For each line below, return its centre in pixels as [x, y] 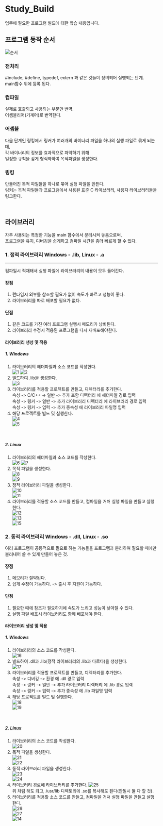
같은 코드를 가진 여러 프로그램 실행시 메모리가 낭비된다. [64, 324]
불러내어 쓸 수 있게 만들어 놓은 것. [37, 554]
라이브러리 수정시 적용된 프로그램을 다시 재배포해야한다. [65, 330]
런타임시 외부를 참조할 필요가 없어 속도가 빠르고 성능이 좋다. [68, 294]
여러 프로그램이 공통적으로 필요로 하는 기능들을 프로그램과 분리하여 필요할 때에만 [81, 548]
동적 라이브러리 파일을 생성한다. [42, 769]
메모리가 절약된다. [29, 578]
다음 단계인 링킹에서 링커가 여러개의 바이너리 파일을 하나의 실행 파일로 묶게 [76, 140]
